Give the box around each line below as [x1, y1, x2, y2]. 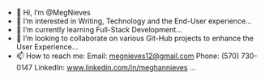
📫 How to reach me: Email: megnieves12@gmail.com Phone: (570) [15, 51, 240, 61]
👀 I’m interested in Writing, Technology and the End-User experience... [15, 16, 253, 26]
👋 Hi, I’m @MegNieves [15, 8, 91, 17]
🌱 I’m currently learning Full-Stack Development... [15, 25, 182, 34]
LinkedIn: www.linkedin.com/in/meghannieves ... [34, 63, 196, 72]
